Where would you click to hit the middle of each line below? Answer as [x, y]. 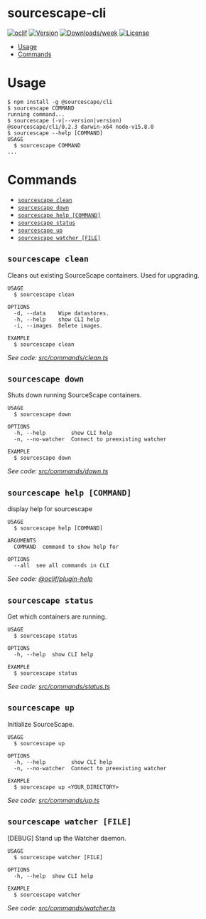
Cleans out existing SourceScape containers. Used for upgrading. [104, 275]
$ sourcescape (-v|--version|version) [65, 120]
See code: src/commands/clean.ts [58, 357]
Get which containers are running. [57, 616]
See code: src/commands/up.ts [54, 800]
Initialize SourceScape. [41, 724]
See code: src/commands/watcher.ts [61, 908]
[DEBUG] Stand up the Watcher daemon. [67, 838]
